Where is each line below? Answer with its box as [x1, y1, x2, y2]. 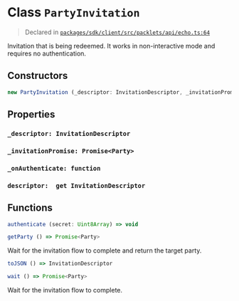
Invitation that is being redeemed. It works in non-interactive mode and [7, 41, 216, 50]
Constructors [7, 70, 68, 82]
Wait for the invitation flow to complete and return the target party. [7, 246, 202, 255]
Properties [7, 108, 55, 121]
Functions [7, 202, 53, 214]
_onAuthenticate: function [7, 164, 101, 172]
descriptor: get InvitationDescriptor [7, 181, 146, 189]
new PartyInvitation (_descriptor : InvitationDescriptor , [7, 88, 183, 96]
